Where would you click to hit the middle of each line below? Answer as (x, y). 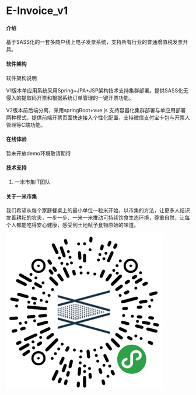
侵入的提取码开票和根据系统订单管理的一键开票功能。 (70, 98)
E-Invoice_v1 (37, 11)
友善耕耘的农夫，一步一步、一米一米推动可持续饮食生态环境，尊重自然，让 (95, 218)
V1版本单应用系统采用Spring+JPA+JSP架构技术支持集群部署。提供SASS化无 (97, 90)
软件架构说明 (21, 78)
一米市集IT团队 (32, 182)
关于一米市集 (21, 196)
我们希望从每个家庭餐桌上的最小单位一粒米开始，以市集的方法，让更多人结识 (98, 210)
